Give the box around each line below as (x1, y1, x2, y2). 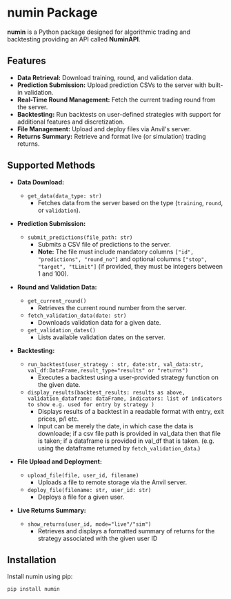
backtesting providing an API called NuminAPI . (7, 35, 141, 43)
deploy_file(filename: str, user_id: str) (27, 486, 152, 493)
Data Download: (17, 178, 64, 186)
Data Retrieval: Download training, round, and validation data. (17, 73, 194, 82)
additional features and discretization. (17, 117, 125, 126)
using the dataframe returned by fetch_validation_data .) (37, 444, 201, 452)
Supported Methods (7, 160, 96, 171)
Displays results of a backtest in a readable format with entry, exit (37, 407, 224, 415)
